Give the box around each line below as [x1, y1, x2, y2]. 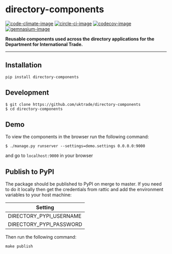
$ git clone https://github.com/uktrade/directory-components [5, 102, 141, 107]
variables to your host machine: [5, 192, 72, 198]
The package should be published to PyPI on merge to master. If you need [5, 181, 162, 187]
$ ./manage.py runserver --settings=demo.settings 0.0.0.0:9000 [5, 144, 145, 149]
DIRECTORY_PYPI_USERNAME [8, 213, 82, 220]
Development [5, 88, 50, 97]
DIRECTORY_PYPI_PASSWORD [8, 221, 83, 228]
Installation [5, 61, 42, 70]
